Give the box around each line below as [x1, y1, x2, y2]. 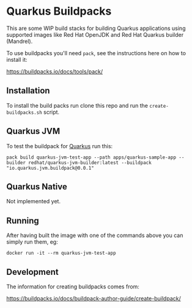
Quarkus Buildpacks [6, 4, 112, 18]
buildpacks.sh [6, 109, 43, 116]
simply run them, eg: [6, 238, 58, 246]
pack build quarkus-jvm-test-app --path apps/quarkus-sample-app [6, 154, 176, 160]
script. [43, 108, 60, 116]
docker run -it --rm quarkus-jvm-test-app [6, 250, 116, 257]
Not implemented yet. [6, 198, 61, 205]
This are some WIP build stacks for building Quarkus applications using [6, 24, 186, 32]
